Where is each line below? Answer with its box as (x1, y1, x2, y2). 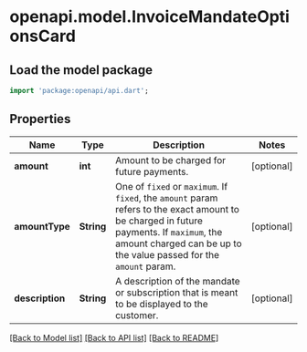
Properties (9, 111, 71, 127)
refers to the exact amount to (115, 202, 240, 215)
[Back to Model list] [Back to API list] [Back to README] (9, 332, 219, 343)
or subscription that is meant (115, 285, 238, 298)
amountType (14, 220, 70, 233)
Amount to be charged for (115, 153, 227, 166)
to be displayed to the (115, 297, 208, 310)
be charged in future (115, 214, 203, 227)
